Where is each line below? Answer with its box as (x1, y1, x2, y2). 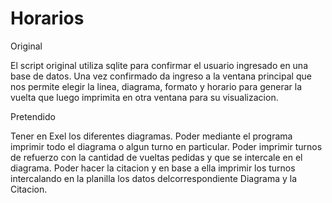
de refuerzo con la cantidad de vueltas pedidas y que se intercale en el (10, 151, 303, 163)
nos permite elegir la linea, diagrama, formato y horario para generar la (10, 80, 303, 92)
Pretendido (10, 110, 56, 122)
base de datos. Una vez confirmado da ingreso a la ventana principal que (10, 70, 312, 82)
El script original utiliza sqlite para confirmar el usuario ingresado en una (10, 59, 309, 71)
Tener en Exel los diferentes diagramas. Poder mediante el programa (10, 130, 293, 142)
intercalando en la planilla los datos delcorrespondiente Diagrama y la (10, 172, 298, 184)
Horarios (10, 7, 85, 30)
